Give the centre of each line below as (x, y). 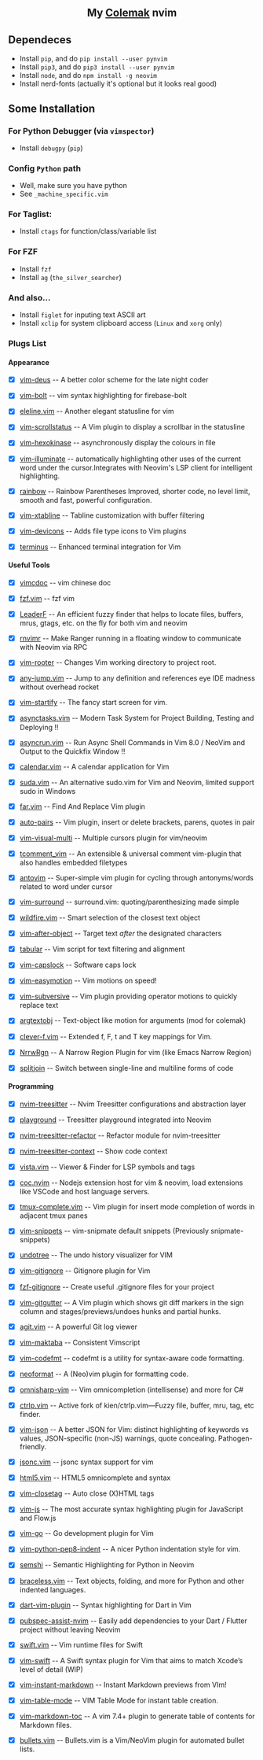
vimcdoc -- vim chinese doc (65, 583)
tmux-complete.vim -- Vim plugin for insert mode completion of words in (137, 1207)
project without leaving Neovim (70, 1629)
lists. (27, 1749)
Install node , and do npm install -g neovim (88, 76)
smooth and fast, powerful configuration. (86, 500)
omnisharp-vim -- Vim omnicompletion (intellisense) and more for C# (131, 1389)
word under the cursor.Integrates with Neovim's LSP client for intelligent (136, 467)
